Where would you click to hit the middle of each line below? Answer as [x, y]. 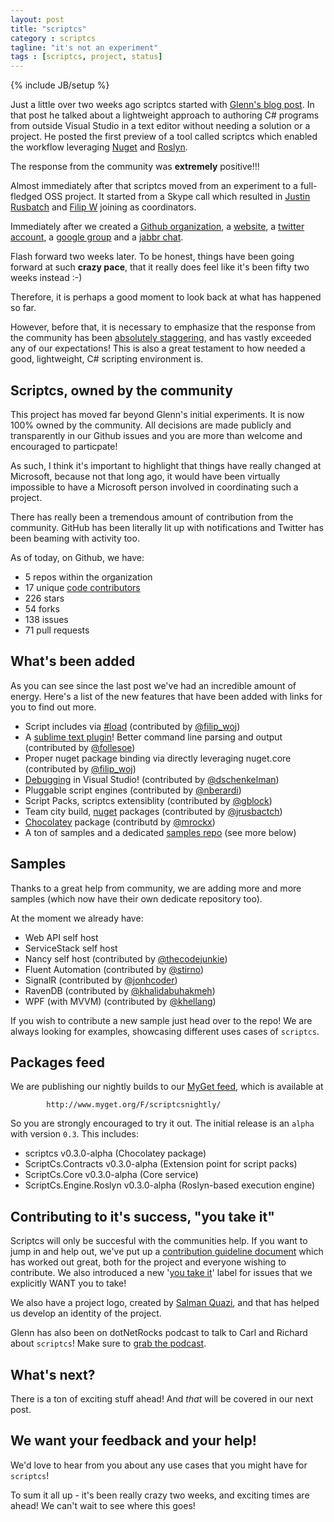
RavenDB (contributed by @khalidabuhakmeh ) [120, 990]
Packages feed [57, 1062]
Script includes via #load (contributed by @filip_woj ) [132, 726]
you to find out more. [53, 707]
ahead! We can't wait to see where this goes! [103, 1505]
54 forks [42, 608]
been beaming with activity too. [75, 538]
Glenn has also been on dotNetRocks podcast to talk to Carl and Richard [159, 1333]
